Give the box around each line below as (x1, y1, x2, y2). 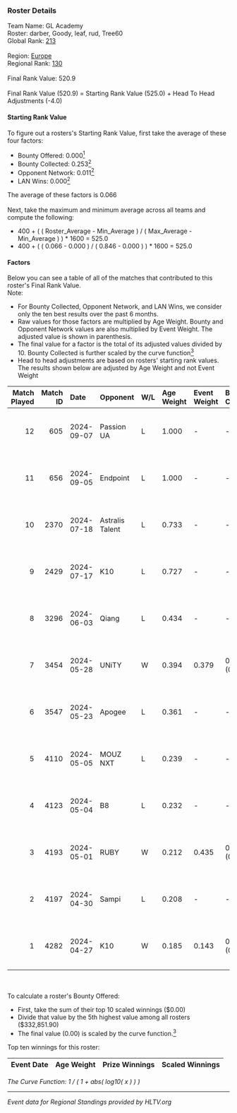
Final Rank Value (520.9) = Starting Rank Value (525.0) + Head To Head (7, 89, 215, 97)
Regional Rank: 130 (7, 59, 63, 68)
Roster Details (7, 6, 57, 16)
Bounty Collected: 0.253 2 (17, 158, 92, 168)
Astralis (99, 515, 125, 525)
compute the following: (7, 213, 74, 222)
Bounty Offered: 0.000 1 (17, 150, 85, 160)
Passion (99, 422, 126, 431)
